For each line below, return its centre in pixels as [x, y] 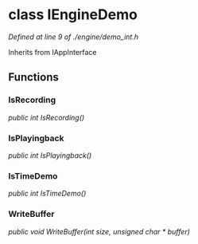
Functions [34, 77]
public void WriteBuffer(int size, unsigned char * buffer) [99, 231]
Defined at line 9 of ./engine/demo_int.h [74, 37]
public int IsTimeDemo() [47, 194]
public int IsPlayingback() [50, 155]
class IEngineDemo [73, 15]
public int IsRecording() [47, 117]
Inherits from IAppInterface [52, 52]
